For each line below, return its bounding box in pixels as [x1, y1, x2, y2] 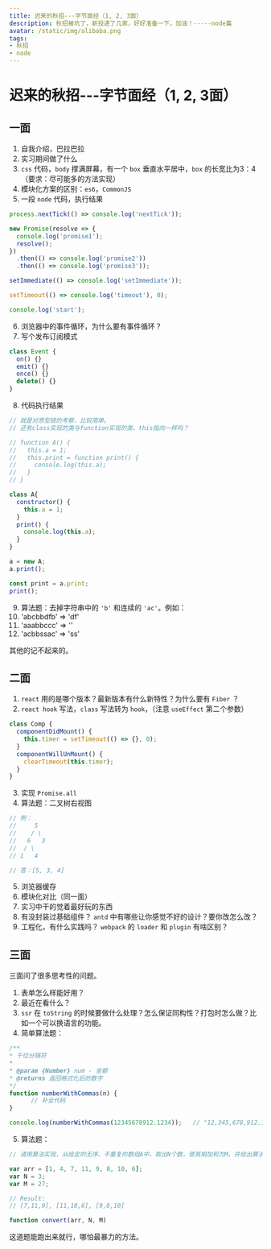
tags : [9, 34, 27, 43]
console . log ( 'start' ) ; [9, 305, 85, 314]
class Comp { [9, 720, 53, 729]
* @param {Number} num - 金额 [9, 1066, 108, 1075]
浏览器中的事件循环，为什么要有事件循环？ [20, 321, 162, 331]
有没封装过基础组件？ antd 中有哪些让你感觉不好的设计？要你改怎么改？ [20, 912, 258, 922]
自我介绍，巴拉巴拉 [20, 144, 85, 153]
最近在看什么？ [20, 998, 71, 1007]
